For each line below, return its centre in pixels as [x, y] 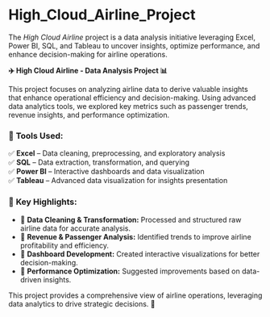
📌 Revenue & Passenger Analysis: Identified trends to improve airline [135, 236]
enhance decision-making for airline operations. [88, 54]
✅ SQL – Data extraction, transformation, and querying [99, 162]
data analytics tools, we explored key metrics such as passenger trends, [128, 106]
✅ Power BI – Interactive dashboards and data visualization [107, 172]
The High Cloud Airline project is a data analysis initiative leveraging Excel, [132, 37]
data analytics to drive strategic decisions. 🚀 [82, 303]
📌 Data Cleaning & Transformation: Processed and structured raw [131, 219]
